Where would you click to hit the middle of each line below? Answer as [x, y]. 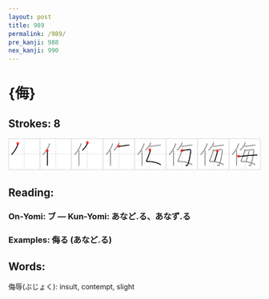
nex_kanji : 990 [34, 51]
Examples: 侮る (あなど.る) [60, 240]
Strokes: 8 [34, 124]
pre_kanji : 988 [34, 42]
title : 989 [26, 25]
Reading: [31, 192]
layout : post [30, 17]
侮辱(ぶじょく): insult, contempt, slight [71, 287]
